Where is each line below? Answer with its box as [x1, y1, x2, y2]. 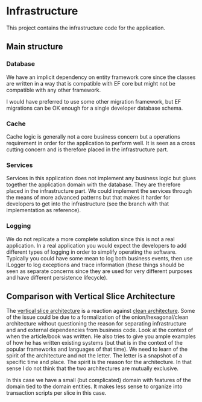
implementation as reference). [6, 207, 81, 214]
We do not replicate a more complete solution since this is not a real [6, 235, 175, 242]
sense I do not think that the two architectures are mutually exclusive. [6, 365, 179, 372]
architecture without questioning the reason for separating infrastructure [6, 320, 187, 327]
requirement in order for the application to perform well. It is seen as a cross [6, 139, 195, 146]
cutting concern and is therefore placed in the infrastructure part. [6, 146, 169, 153]
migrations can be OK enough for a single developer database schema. [6, 104, 183, 111]
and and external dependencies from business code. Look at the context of [6, 327, 194, 334]
